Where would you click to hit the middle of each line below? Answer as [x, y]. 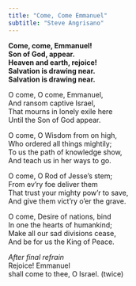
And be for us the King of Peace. [61, 242]
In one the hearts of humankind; [60, 225]
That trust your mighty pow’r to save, [68, 193]
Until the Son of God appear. [55, 120]
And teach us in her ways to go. [60, 160]
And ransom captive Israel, [52, 103]
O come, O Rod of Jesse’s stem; [60, 176]
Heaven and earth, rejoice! [53, 62]
